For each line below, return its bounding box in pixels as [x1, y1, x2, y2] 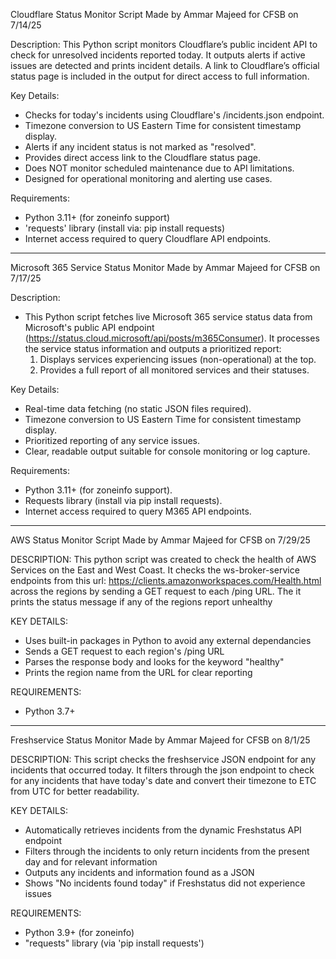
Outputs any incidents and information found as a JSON [24, 867, 255, 878]
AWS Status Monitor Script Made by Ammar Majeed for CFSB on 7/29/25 [10, 534, 311, 546]
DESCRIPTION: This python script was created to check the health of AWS [10, 554, 317, 565]
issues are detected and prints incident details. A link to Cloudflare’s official [10, 60, 320, 71]
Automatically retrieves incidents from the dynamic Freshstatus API [24, 824, 302, 836]
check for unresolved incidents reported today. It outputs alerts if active [10, 49, 306, 61]
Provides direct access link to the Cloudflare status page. [24, 152, 261, 163]
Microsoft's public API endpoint [24, 322, 155, 333]
